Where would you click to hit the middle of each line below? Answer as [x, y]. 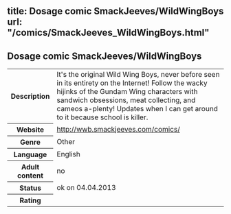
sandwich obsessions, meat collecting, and [126, 100]
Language [30, 154]
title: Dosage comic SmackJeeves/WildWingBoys [115, 11]
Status [30, 188]
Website [30, 130]
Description [30, 96]
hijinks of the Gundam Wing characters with [127, 92]
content [30, 176]
